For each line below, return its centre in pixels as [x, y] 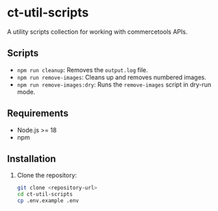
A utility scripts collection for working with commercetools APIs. [97, 32]
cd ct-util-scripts [45, 195]
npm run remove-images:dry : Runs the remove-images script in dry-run [114, 85]
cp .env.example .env [48, 201]
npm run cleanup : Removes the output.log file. [83, 69]
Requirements [38, 114]
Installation [32, 158]
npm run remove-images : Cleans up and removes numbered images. [112, 77]
